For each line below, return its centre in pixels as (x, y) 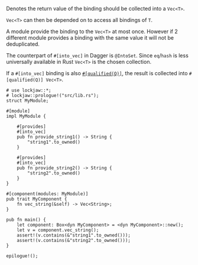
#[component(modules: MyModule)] (47, 194)
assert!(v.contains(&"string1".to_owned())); (74, 235)
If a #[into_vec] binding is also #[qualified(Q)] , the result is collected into (97, 73)
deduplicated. (23, 44)
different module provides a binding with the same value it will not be (90, 38)
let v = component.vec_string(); (58, 230)
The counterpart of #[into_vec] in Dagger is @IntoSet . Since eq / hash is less (98, 55)
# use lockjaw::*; (29, 91)
